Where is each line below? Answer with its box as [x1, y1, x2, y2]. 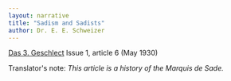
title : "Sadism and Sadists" [8, 19, 105, 27]
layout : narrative [8, 11, 69, 20]
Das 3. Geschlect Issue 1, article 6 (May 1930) [8, 48, 159, 58]
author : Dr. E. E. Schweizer [8, 26, 105, 34]
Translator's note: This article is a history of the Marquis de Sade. [8, 64, 225, 73]
